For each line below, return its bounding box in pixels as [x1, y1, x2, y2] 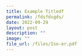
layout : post [6, 24, 38, 31]
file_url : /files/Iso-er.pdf [6, 41, 77, 47]
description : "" [6, 30, 46, 36]
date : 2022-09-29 [6, 19, 49, 25]
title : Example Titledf [6, 8, 64, 15]
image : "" [6, 36, 30, 41]
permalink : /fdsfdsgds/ [6, 14, 64, 20]
